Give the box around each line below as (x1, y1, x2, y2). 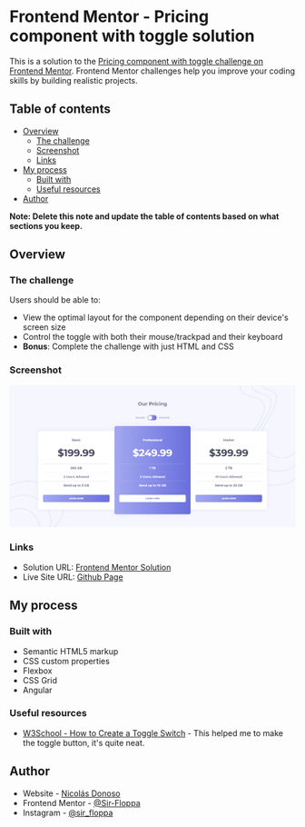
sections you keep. (9, 220, 84, 231)
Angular (22, 684, 53, 695)
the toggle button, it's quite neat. (22, 737, 145, 748)
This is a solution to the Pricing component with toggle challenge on (9, 55, 263, 66)
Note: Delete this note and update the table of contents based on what (9, 211, 280, 222)
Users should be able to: (9, 294, 102, 305)
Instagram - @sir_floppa (22, 807, 113, 818)
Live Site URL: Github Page (22, 571, 124, 583)
